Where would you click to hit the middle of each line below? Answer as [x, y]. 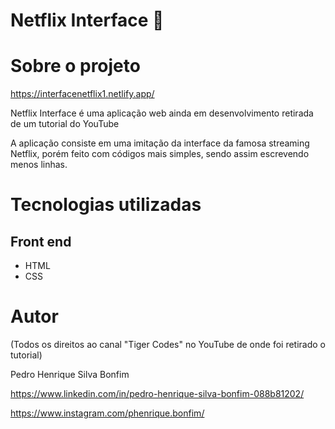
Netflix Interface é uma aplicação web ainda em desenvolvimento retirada [162, 113]
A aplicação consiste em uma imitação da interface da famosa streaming [160, 143]
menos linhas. [39, 165]
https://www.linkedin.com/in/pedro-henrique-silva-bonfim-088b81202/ [157, 394]
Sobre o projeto [75, 66]
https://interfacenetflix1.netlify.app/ [82, 94]
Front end [41, 241]
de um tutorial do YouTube [65, 124]
